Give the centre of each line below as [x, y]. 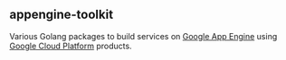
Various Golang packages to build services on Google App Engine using [143, 36]
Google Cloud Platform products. [71, 46]
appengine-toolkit [62, 15]
